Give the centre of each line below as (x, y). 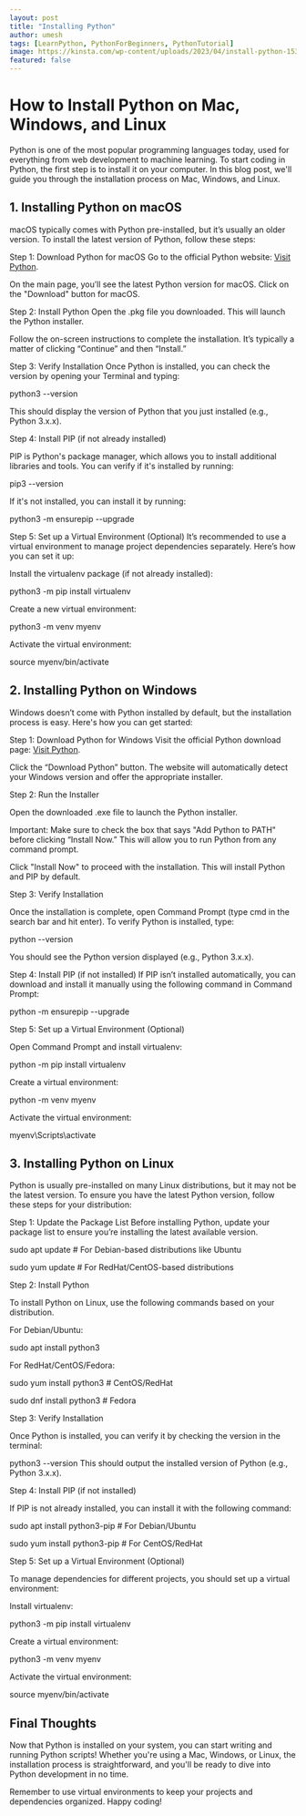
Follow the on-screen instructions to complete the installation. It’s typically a (152, 339)
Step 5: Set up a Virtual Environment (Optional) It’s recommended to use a (148, 536)
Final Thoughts (53, 1723)
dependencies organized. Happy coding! (86, 1801)
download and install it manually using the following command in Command (151, 984)
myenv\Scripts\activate (53, 1134)
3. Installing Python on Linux (92, 1163)
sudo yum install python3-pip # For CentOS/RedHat (106, 1544)
